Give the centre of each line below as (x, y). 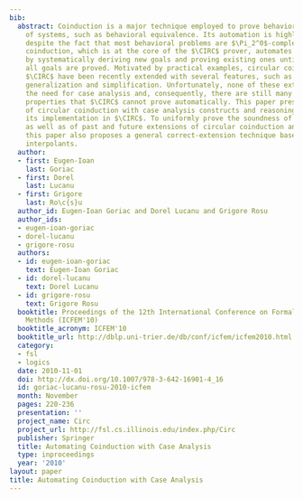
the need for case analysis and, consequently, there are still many (159, 93)
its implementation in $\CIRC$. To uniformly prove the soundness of (159, 118)
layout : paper (36, 472)
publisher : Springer (56, 438)
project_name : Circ (54, 421)
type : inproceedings (56, 455)
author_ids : (40, 219)
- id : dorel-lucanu (54, 278)
